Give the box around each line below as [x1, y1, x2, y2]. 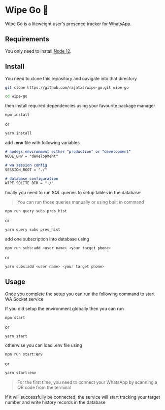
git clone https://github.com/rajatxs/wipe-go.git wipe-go [5, 85, 129, 90]
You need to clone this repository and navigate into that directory [5, 75, 137, 81]
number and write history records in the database [5, 399, 106, 406]
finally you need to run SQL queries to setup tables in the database [5, 190, 141, 196]
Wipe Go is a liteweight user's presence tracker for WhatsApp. [5, 21, 132, 27]
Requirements [5, 35, 49, 43]
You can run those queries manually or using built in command [17, 199, 144, 205]
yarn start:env [5, 371, 36, 376]
